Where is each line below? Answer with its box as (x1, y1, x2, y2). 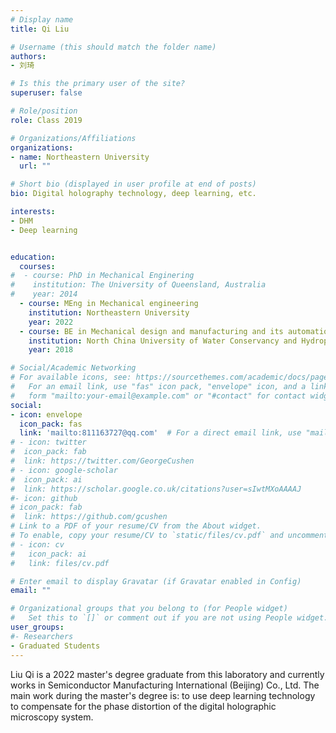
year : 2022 (28, 317, 74, 327)
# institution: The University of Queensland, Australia (10, 280, 267, 290)
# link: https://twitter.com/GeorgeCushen (10, 456, 195, 466)
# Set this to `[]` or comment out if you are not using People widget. (10, 613, 329, 623)
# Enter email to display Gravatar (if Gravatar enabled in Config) (10, 576, 302, 586)
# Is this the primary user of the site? (10, 79, 186, 89)
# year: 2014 (10, 289, 78, 300)
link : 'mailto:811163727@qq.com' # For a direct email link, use (19, 428, 302, 438)
